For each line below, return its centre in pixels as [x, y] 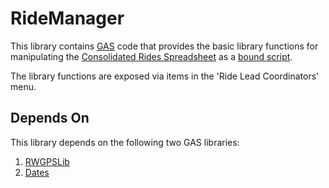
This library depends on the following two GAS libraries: [125, 142]
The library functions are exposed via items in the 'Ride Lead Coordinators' [165, 76]
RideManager [67, 18]
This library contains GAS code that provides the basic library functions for [164, 46]
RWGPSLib [47, 161]
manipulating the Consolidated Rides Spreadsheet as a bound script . [151, 56]
